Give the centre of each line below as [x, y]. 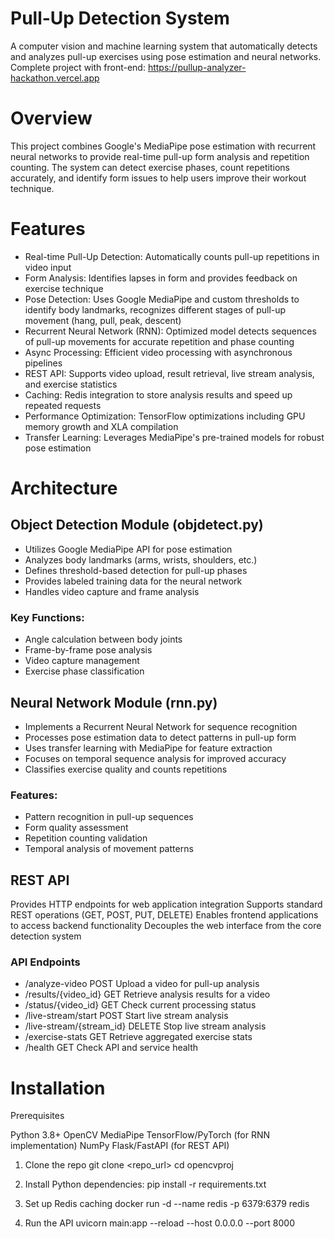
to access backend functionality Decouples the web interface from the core [166, 926]
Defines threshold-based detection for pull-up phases [136, 570]
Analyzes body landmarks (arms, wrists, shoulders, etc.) [141, 559]
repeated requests [63, 405]
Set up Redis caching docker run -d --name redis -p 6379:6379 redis [167, 1204]
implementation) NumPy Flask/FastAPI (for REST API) [120, 1146]
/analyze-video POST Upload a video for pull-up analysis [142, 984]
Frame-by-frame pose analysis [88, 650]
